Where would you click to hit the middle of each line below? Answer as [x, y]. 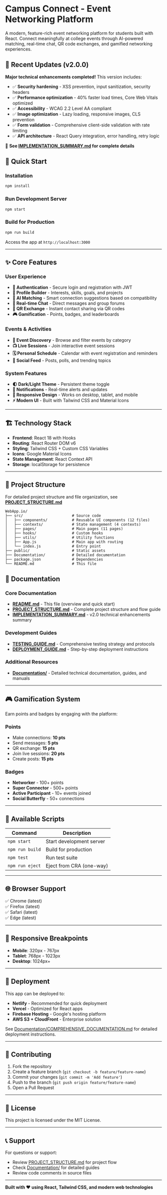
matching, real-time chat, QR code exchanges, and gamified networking [79, 43]
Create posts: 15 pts [33, 759]
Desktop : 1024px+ [31, 961]
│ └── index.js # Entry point [53, 546]
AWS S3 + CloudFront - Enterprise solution [57, 1019]
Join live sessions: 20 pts [39, 753]
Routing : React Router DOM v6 [44, 443]
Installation [19, 176]
